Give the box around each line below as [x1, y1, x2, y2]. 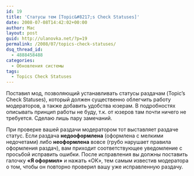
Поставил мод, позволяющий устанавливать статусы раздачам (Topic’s [6, 90, 186, 97]
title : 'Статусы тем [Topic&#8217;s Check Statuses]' [6, 14, 140, 20]
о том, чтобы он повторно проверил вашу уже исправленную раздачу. [6, 163, 183, 170]
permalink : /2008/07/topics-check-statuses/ [6, 42, 116, 47]
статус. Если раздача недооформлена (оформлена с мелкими [6, 132, 164, 139]
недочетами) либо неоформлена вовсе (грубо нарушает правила [6, 139, 171, 146]
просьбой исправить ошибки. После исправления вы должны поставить [6, 151, 188, 158]
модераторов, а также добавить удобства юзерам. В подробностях [6, 102, 176, 109]
